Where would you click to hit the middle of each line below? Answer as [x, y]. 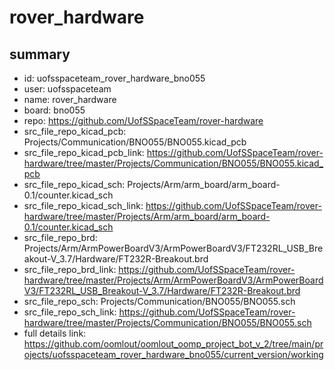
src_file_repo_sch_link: [70, 312]
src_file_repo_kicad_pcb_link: [84, 152]
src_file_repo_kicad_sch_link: [83, 205]
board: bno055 [54, 110]
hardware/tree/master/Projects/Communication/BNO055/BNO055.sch [167, 322]
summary [40, 54]
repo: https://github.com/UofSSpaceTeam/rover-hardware [143, 120]
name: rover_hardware [70, 99]
